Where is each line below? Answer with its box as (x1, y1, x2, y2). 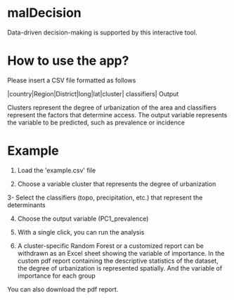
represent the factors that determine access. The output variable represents (7, 110, 228, 119)
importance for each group (17, 271, 96, 280)
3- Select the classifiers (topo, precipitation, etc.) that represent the (7, 193, 203, 202)
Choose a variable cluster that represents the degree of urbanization (17, 179, 216, 188)
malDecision (7, 5, 82, 21)
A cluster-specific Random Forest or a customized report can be (17, 241, 204, 250)
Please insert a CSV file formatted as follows (7, 76, 136, 84)
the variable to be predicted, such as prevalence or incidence (7, 118, 185, 126)
